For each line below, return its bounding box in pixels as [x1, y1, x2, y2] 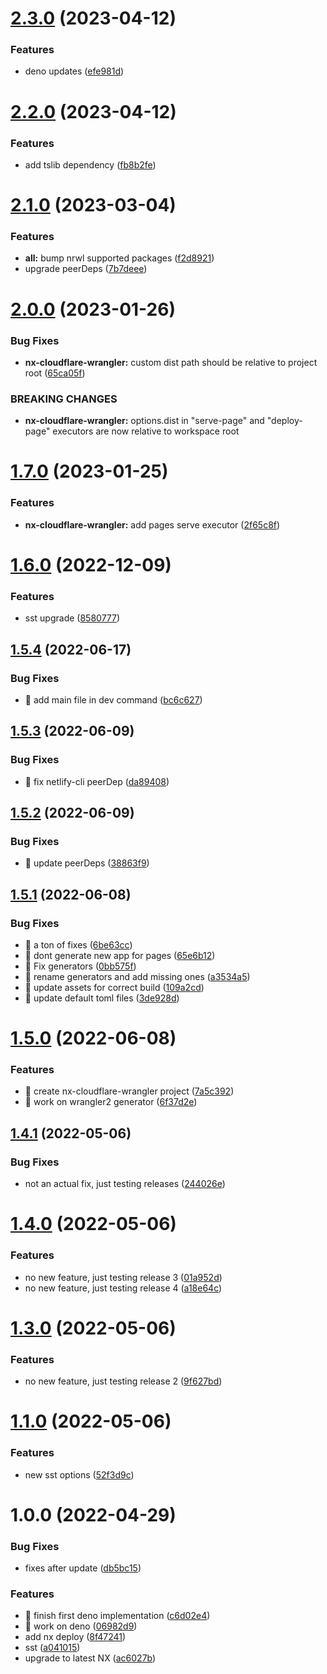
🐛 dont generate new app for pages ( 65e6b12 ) [24, 949, 216, 961]
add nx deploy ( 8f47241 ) [24, 1631, 127, 1643]
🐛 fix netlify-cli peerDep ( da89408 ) [24, 775, 170, 787]
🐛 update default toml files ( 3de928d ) [24, 992, 180, 1004]
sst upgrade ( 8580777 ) [24, 612, 121, 624]
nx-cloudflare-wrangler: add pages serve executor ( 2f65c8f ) [24, 518, 281, 531]
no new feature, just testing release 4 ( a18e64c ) [24, 1282, 223, 1294]
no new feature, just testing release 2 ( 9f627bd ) [24, 1375, 223, 1387]
